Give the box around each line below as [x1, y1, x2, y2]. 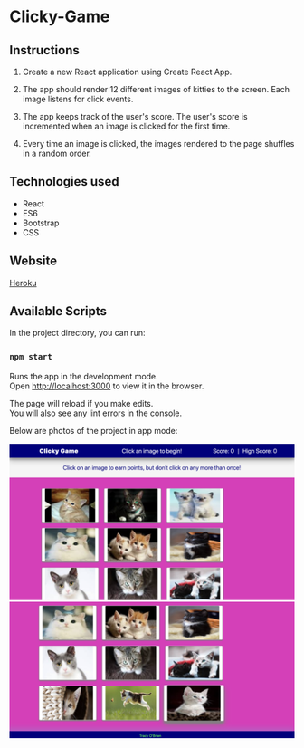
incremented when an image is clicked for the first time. [22, 120, 231, 131]
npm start [9, 351, 52, 362]
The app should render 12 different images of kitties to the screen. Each [22, 84, 290, 94]
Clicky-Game [9, 6, 110, 27]
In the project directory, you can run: [9, 328, 146, 339]
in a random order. [22, 148, 92, 158]
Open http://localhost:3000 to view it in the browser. [9, 380, 204, 391]
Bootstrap [22, 217, 60, 228]
